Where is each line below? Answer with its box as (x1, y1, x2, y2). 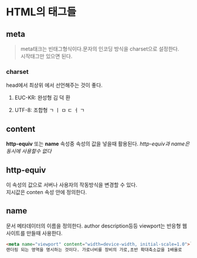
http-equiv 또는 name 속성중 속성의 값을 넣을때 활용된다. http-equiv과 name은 (6, 140, 190, 147)
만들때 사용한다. (26, 229, 63, 236)
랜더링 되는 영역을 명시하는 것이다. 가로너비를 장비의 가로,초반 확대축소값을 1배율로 (6, 247, 182, 253)
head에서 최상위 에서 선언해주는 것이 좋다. (6, 82, 103, 89)
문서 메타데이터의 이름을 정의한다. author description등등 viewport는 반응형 (6, 222, 181, 229)
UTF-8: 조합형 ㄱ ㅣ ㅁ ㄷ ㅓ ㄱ (14, 107, 85, 114)
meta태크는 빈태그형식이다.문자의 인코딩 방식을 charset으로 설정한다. (20, 45, 180, 52)
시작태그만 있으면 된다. (20, 53, 73, 59)
